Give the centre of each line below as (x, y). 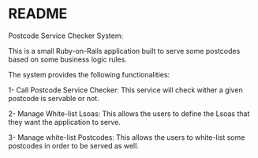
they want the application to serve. (64, 122)
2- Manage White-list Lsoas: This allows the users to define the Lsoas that (129, 113)
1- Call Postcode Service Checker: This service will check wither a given (125, 90)
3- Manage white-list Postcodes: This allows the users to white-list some (127, 137)
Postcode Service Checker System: (66, 36)
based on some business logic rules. (68, 59)
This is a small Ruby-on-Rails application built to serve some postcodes (124, 51)
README (38, 14)
